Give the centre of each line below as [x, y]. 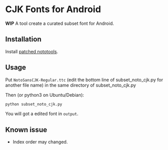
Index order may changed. [40, 142]
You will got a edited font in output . [42, 114]
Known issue [26, 129]
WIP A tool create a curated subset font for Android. [60, 23]
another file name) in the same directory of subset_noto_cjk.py [71, 85]
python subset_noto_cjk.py [34, 104]
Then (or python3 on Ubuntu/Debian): [45, 95]
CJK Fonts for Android [53, 9]
